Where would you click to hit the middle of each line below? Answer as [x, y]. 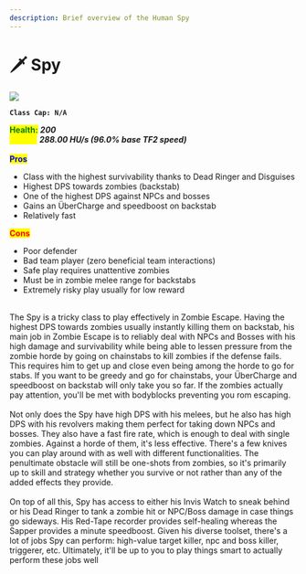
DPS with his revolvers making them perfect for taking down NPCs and [142, 424]
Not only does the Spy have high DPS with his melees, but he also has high [150, 414]
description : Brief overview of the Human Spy [100, 18]
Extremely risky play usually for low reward [104, 290]
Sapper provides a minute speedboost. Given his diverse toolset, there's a [148, 530]
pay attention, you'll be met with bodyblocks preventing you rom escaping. [150, 395]
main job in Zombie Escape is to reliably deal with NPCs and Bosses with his [153, 336]
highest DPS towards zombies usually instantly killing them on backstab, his [152, 326]
